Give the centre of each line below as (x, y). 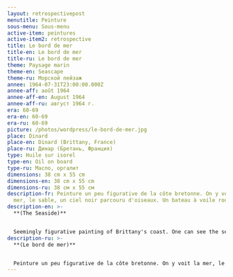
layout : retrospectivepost (46, 14)
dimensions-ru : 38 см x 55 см (51, 188)
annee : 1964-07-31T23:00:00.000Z (55, 84)
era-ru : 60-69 (28, 123)
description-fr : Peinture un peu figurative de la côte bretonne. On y (113, 194)
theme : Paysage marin (38, 65)
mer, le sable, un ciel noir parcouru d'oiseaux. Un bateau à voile (114, 200)
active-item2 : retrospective (49, 39)
